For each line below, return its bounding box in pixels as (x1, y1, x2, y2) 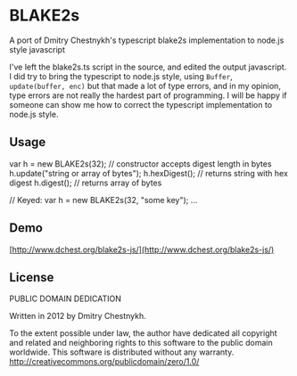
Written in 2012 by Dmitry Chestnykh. (9, 311, 147, 322)
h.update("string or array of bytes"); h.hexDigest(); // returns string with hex (9, 168, 288, 178)
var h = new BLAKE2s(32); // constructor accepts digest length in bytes (9, 158, 272, 169)
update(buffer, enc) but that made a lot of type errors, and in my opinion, (9, 80, 281, 91)
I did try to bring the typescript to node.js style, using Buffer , (9, 70, 234, 81)
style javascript (9, 44, 65, 54)
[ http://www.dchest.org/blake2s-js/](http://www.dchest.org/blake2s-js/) (9, 244, 275, 255)
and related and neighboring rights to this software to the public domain (9, 338, 274, 348)
